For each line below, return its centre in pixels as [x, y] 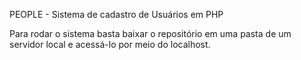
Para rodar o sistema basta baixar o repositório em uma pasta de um [150, 33]
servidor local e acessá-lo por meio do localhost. [110, 44]
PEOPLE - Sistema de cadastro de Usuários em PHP [116, 14]
